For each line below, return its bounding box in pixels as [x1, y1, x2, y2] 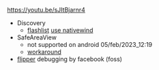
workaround [27, 48, 61, 56]
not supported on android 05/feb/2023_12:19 [27, 41, 153, 48]
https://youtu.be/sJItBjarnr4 [7, 6, 85, 14]
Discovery [16, 19, 46, 27]
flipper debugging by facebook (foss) [16, 55, 123, 63]
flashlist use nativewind [27, 27, 93, 34]
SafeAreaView [16, 33, 57, 41]
